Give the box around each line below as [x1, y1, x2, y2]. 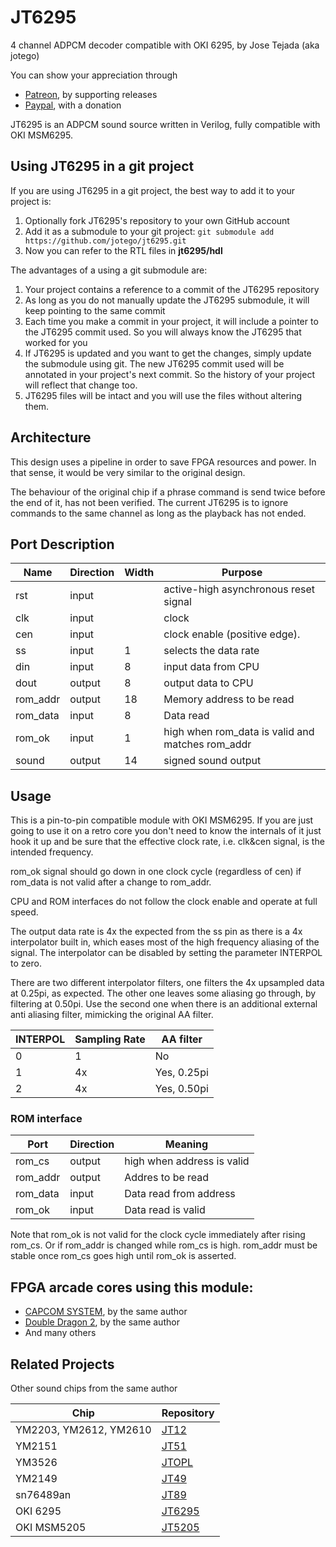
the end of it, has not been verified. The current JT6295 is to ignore [10, 496, 289, 508]
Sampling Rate [74, 1032, 146, 1046]
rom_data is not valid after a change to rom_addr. [10, 876, 212, 888]
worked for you [24, 336, 88, 348]
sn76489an [15, 1488, 72, 1502]
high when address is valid [124, 1154, 250, 1168]
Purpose [221, 566, 263, 580]
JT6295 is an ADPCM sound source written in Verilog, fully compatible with [10, 118, 321, 130]
